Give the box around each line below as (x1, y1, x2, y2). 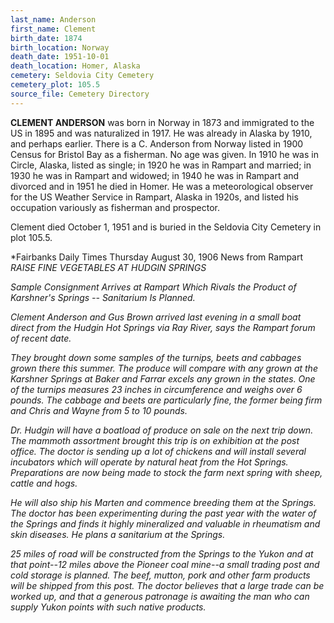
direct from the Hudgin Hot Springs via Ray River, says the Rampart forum (10, 321, 316, 333)
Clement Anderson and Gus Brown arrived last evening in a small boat (10, 311, 302, 323)
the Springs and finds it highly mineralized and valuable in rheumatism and (10, 517, 321, 530)
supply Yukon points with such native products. (10, 601, 207, 613)
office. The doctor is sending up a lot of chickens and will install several (10, 445, 307, 457)
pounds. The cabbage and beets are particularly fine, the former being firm (10, 394, 323, 406)
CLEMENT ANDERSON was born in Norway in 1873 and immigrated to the (10, 116, 315, 128)
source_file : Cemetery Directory (10, 89, 150, 99)
